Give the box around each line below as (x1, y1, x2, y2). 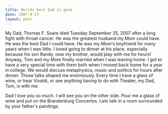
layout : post (5, 16, 32, 21)
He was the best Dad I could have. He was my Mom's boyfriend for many (5, 41, 156, 47)
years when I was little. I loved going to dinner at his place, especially (5, 46, 148, 52)
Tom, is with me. (5, 83, 39, 89)
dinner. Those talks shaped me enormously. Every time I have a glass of (5, 73, 153, 79)
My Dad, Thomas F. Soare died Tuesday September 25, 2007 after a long (5, 30, 156, 36)
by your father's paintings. (5, 103, 59, 110)
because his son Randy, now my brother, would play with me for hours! (5, 51, 151, 57)
